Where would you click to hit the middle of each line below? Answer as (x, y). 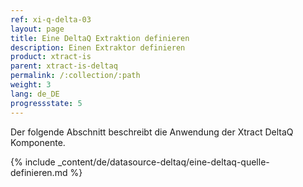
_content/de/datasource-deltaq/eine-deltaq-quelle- (163, 162)
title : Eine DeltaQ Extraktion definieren (100, 38)
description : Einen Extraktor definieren (98, 47)
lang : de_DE (35, 94)
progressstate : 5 (46, 103)
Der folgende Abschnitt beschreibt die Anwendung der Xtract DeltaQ (152, 132)
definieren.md (39, 172)
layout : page (37, 29)
